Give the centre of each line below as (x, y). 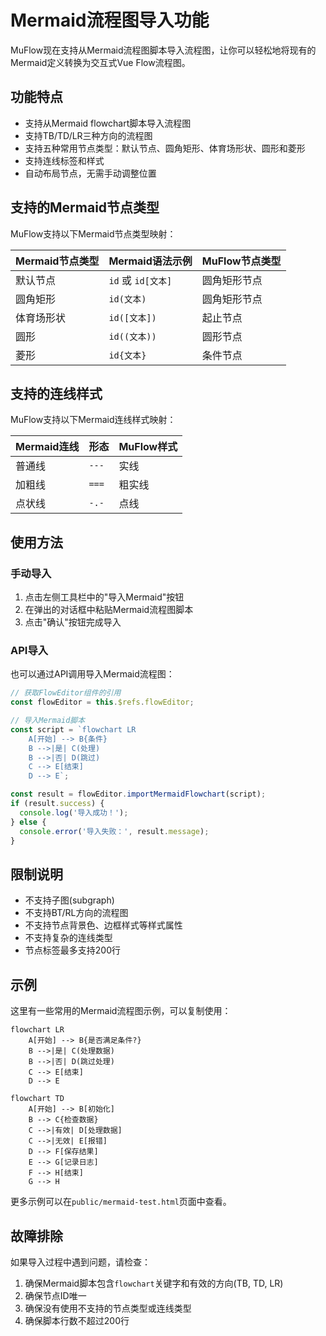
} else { (28, 822)
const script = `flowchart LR (73, 729)
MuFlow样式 (148, 447)
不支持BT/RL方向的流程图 (76, 913)
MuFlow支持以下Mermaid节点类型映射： (93, 233)
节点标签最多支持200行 (72, 950)
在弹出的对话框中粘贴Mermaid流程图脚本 (109, 610)
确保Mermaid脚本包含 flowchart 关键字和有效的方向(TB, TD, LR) (154, 1283)
